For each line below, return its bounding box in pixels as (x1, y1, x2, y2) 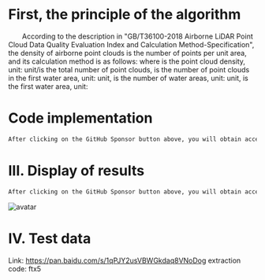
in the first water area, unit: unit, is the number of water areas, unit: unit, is (8, 73, 248, 83)
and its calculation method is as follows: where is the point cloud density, (8, 57, 246, 66)
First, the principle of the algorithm (8, 6, 241, 24)
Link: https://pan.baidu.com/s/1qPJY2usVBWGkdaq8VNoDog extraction (8, 256, 241, 265)
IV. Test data (8, 230, 91, 247)
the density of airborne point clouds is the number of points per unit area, (8, 48, 247, 57)
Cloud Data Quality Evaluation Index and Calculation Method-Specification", (8, 39, 255, 49)
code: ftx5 (8, 263, 42, 273)
